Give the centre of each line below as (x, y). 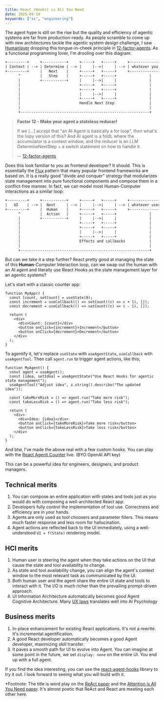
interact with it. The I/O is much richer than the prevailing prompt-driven (84, 586)
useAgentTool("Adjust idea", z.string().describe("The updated (75, 385)
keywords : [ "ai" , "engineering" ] (39, 19)
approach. (22, 591)
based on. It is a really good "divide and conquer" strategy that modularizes (81, 176)
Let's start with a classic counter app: (43, 285)
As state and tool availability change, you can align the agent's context (83, 570)
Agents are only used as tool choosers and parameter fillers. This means (85, 517)
